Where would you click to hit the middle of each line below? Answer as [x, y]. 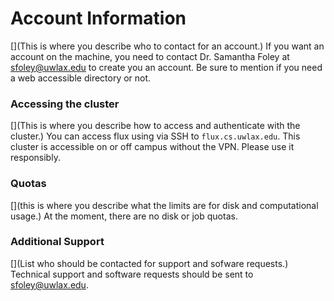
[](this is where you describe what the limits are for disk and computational [164, 205]
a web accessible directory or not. [81, 78]
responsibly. [35, 158]
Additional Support [57, 242]
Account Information [98, 18]
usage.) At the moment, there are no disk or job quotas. [124, 216]
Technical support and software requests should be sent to [132, 274]
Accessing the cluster [65, 104]
